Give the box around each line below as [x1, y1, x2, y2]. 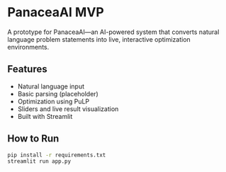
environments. [7, 42, 50, 51]
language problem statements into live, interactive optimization [7, 35, 191, 43]
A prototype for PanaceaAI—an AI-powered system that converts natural [7, 28, 220, 36]
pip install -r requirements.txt [7, 151, 106, 159]
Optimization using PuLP [17, 97, 90, 105]
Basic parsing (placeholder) [17, 89, 99, 98]
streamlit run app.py [7, 158, 72, 165]
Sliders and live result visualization [17, 104, 119, 113]
